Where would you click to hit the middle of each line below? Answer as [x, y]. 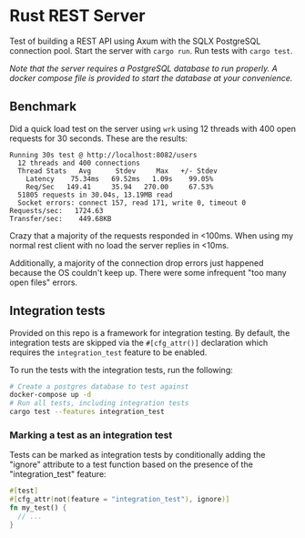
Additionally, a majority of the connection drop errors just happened [137, 263]
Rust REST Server [77, 16]
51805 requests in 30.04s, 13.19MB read [95, 195]
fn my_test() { [38, 508]
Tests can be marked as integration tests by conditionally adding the [137, 455]
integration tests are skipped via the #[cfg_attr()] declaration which [139, 342]
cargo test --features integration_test [87, 412]
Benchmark [43, 107]
